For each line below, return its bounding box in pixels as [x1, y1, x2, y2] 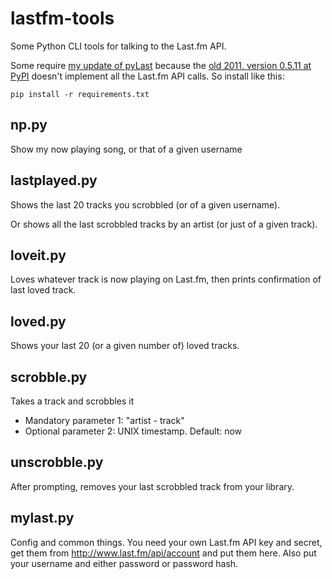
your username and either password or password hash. [10, 557, 239, 569]
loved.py [10, 313, 67, 330]
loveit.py [10, 247, 67, 264]
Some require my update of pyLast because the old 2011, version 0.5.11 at [10, 59, 312, 71]
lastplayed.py [10, 172, 98, 189]
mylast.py [10, 510, 75, 527]
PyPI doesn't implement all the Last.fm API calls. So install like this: [10, 70, 285, 82]
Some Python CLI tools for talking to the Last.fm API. [10, 40, 227, 52]
